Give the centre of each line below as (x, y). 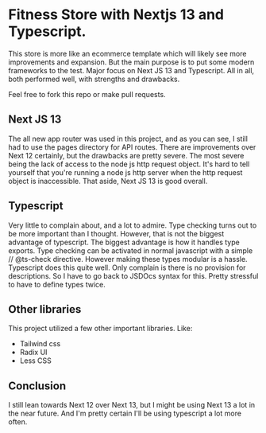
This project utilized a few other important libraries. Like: (100, 329)
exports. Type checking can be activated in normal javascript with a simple (131, 250)
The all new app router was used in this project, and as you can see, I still (128, 138)
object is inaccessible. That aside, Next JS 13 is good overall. (108, 181)
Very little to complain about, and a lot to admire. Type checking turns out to (133, 225)
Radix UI (33, 353)
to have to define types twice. (57, 284)
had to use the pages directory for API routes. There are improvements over (132, 147)
